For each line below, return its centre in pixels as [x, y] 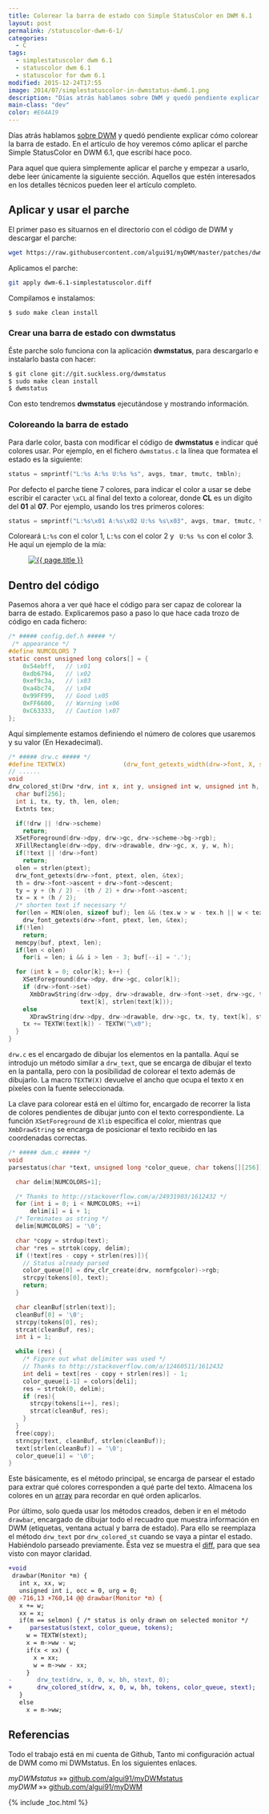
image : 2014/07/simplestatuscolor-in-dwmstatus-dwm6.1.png [109, 90]
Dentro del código [54, 585]
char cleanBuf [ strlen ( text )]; [66, 1307]
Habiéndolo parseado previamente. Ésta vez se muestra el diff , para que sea [134, 1545]
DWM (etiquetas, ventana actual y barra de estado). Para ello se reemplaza [132, 1528]
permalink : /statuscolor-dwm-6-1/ [66, 30]
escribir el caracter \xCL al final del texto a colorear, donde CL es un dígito [130, 498]
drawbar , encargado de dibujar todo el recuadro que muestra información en [134, 1520]
